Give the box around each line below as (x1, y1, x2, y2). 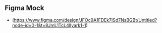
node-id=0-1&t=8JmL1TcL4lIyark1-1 (12, 22, 86, 28)
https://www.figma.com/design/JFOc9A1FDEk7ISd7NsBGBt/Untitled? (14, 17, 157, 23)
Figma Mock (5, 4, 44, 12)
